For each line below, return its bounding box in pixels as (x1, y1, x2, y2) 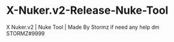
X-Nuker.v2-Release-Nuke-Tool (6, 4, 169, 17)
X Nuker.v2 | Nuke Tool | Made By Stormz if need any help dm (6, 23, 160, 31)
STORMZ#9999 (6, 29, 45, 37)
